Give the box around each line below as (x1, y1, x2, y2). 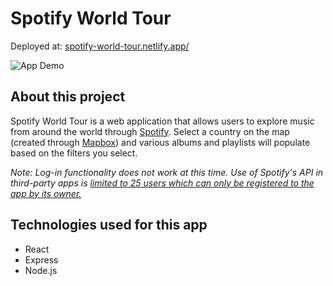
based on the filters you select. (10, 147, 138, 159)
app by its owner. (10, 187, 82, 199)
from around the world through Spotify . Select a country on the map (10, 125, 290, 137)
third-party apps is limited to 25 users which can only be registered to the (10, 177, 315, 189)
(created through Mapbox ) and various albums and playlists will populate (10, 136, 311, 148)
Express (24, 253, 59, 266)
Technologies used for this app (10, 217, 208, 234)
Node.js (24, 264, 58, 276)
